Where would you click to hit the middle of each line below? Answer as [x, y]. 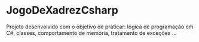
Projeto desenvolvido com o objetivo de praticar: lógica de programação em [100, 27]
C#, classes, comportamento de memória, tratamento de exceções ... [91, 33]
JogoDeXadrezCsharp [62, 10]
